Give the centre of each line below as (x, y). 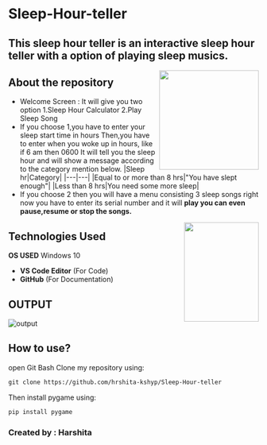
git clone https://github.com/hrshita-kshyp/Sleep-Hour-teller (115, 382)
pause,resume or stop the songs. (76, 211)
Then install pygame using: (52, 397)
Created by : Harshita (50, 432)
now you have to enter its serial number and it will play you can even (132, 203)
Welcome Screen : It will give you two (81, 102)
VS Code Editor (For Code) (64, 271)
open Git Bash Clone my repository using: (76, 367)
